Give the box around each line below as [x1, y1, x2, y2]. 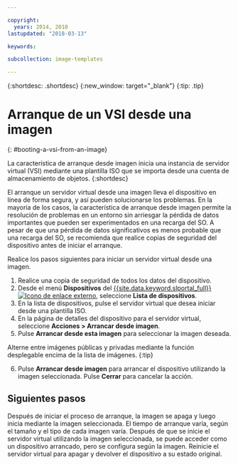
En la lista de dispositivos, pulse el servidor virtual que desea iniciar [17, 299, 216, 307]
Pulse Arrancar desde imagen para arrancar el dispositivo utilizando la [17, 364, 226, 373]
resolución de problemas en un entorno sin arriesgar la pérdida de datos [7, 211, 220, 220]
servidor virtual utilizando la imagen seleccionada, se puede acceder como [7, 434, 227, 443]
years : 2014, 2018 [13, 23, 69, 31]
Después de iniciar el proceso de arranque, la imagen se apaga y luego [7, 412, 216, 420]
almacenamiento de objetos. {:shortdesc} [7, 174, 129, 183]
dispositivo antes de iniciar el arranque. [7, 241, 123, 250]
